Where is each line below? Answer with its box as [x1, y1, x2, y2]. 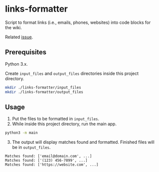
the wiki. [5, 24, 22, 30]
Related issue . [5, 34, 33, 40]
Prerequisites [5, 48, 47, 56]
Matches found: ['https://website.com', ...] [5, 162, 98, 167]
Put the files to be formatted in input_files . [12, 116, 99, 122]
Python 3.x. [5, 61, 28, 67]
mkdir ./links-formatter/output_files [5, 89, 83, 94]
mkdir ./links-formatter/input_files [5, 85, 81, 90]
